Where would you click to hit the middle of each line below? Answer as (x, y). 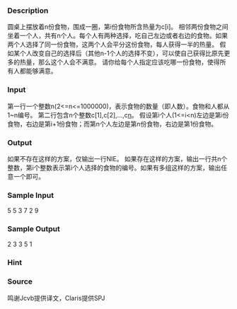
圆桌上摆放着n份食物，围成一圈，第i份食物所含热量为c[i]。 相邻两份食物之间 (118, 27)
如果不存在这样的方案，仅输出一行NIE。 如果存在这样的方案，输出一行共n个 (117, 158)
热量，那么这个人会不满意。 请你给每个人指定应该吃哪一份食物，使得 (120, 62)
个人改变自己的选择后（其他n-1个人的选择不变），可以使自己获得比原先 (122, 53)
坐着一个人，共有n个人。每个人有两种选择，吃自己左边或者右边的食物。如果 (118, 36)
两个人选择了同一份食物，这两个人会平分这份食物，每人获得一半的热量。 (112, 45)
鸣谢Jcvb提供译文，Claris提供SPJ (56, 298)
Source (20, 281)
